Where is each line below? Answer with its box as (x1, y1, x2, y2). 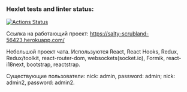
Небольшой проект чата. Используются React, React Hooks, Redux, (6, 48, 179, 55)
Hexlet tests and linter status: (6, 5, 94, 13)
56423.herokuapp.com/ (6, 37, 65, 44)
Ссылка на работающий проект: (6, 30, 89, 37)
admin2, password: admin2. (6, 79, 75, 86)
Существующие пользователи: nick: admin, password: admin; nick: (6, 73, 176, 80)
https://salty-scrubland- (89, 30, 149, 37)
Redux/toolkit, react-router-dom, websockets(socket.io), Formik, (6, 55, 165, 62)
